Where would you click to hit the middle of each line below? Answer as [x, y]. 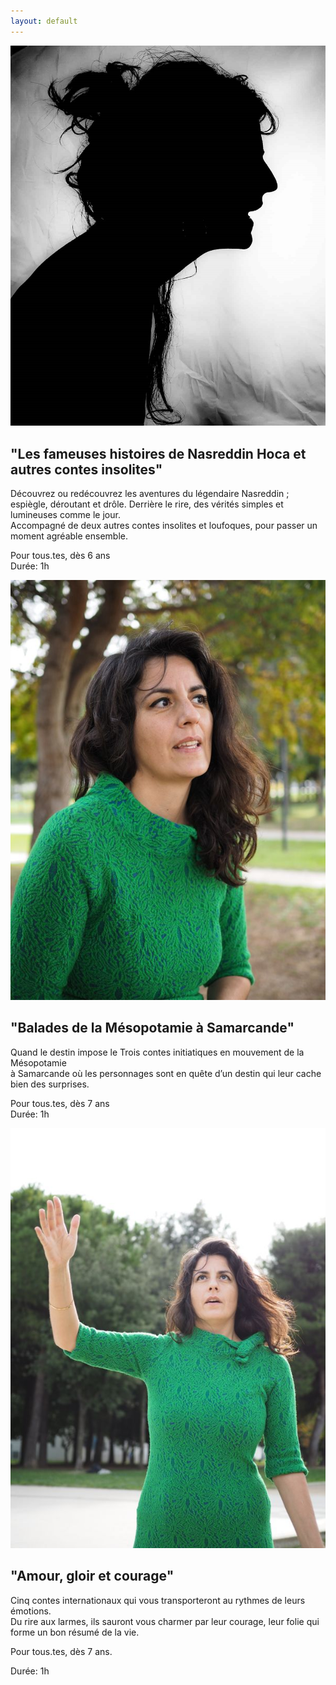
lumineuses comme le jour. [65, 515]
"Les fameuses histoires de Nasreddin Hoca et [158, 453]
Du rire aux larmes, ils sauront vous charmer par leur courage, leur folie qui [165, 1621]
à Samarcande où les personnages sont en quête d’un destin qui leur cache [166, 1073]
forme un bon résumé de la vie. [75, 1632]
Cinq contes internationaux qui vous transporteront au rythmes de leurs [158, 1600]
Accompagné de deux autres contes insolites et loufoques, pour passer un [164, 526]
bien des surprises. [50, 1084]
